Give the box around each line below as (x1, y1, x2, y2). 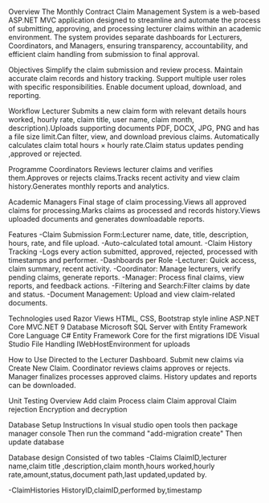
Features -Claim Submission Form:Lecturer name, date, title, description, (8, 230, 249, 239)
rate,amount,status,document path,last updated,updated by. (8, 470, 207, 479)
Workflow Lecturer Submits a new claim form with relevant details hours (8, 106, 247, 116)
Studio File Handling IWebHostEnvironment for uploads (8, 339, 190, 349)
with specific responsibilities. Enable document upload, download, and (8, 82, 243, 92)
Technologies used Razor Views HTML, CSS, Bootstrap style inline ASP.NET (8, 313, 260, 323)
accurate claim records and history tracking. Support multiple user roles (8, 74, 247, 83)
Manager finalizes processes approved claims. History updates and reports (8, 372, 257, 381)
